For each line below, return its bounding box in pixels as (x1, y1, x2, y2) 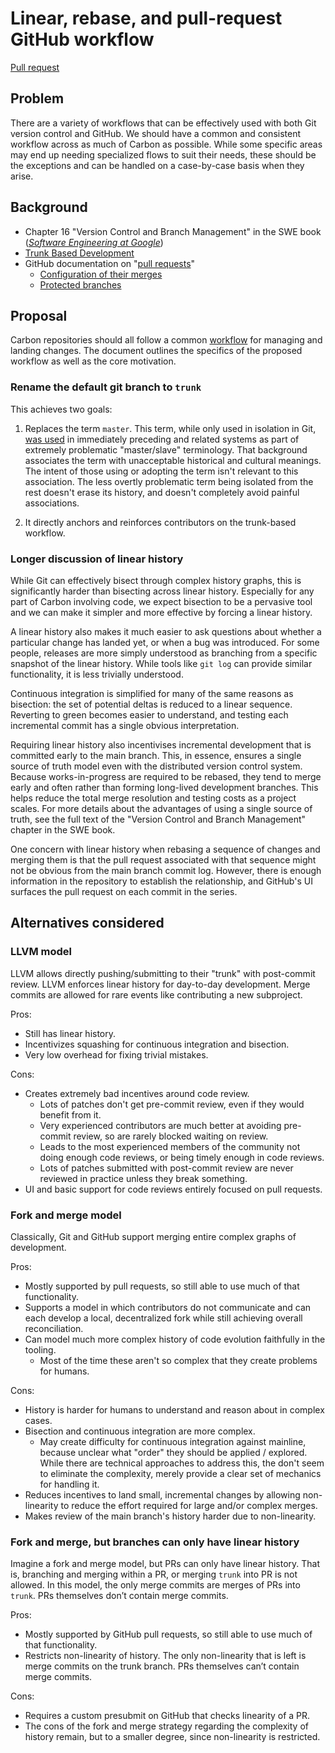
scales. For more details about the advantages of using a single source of (10, 802, 313, 814)
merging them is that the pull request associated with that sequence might (10, 853, 317, 866)
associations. (24, 497, 80, 509)
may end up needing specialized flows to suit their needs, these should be (10, 148, 317, 161)
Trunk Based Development (24, 247, 135, 259)
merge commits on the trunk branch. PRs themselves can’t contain (24, 1660, 300, 1672)
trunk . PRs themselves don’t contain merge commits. (10, 1590, 229, 1602)
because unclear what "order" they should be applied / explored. (39, 1446, 308, 1458)
